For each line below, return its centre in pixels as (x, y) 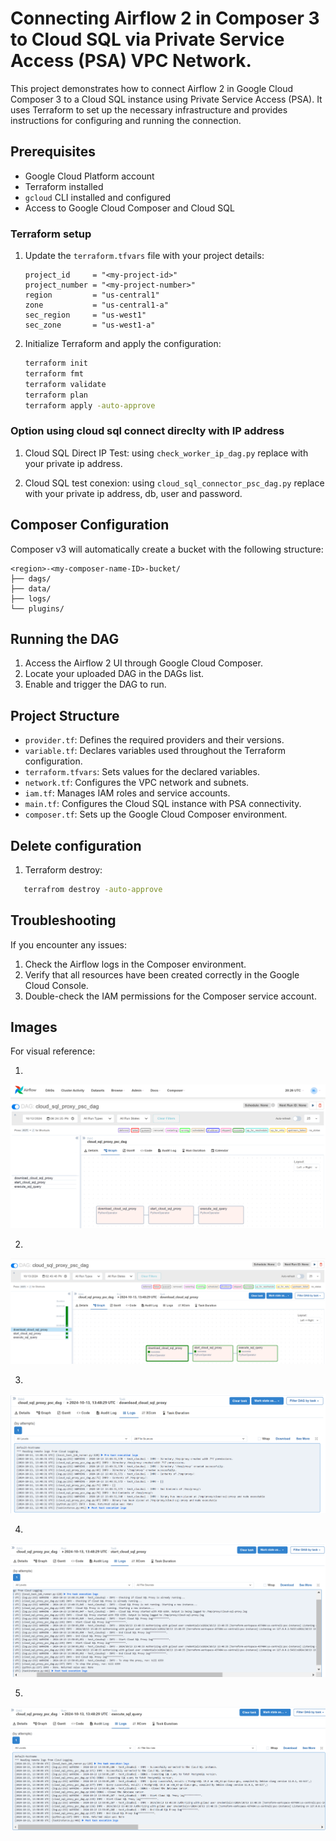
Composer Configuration (90, 525)
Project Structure (65, 715)
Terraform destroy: (63, 869)
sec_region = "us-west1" (85, 315)
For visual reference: (53, 1051)
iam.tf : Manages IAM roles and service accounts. (127, 793)
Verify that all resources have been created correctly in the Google (162, 974)
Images (34, 1027)
